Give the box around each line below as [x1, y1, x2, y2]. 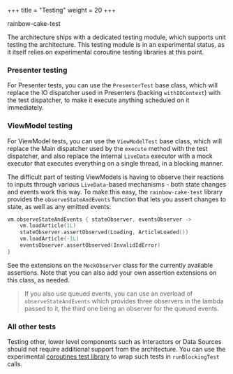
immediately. [7, 103, 44, 112]
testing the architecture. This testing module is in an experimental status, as [7, 41, 225, 48]
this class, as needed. [7, 275, 70, 284]
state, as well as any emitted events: [7, 202, 112, 210]
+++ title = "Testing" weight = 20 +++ [7, 6, 116, 14]
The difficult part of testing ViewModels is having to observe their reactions [7, 173, 225, 181]
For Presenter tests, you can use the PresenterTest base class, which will [7, 81, 218, 89]
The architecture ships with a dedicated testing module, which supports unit [7, 33, 226, 41]
